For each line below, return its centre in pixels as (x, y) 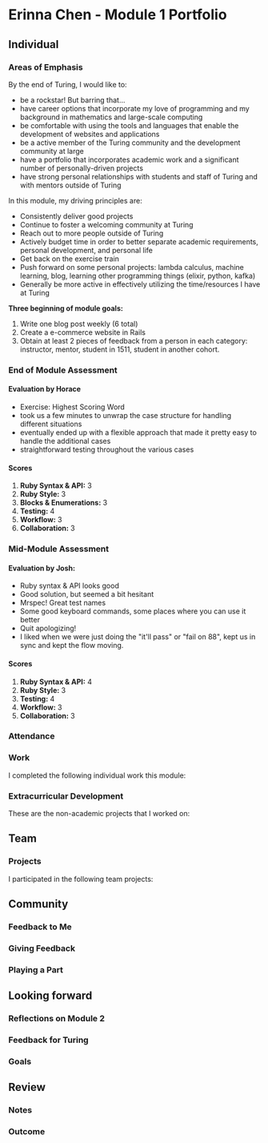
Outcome (27, 1132)
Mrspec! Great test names (63, 603)
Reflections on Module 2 (57, 1019)
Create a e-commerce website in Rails (83, 332)
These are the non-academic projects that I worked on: (99, 814)
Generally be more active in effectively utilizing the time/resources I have (140, 284)
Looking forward (50, 996)
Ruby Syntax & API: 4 (56, 682)
